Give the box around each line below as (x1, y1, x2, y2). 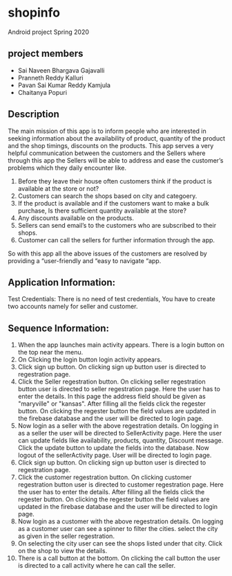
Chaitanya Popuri (17, 88, 68, 96)
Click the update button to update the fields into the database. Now (17, 444, 209, 452)
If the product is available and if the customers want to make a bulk (17, 199, 209, 207)
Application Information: (8, 276, 116, 288)
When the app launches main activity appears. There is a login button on (17, 341, 225, 349)
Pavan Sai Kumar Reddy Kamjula (17, 81, 111, 89)
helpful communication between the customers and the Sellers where (8, 149, 206, 157)
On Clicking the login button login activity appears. (17, 355, 162, 364)
